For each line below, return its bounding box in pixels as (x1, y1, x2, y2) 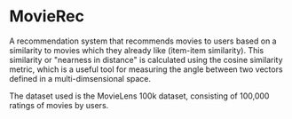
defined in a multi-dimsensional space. (9, 73, 152, 83)
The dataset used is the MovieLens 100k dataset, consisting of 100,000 (9, 91, 270, 101)
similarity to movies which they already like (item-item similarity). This (9, 44, 264, 55)
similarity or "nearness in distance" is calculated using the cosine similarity (9, 54, 283, 65)
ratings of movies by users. (9, 99, 109, 110)
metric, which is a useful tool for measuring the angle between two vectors (9, 64, 283, 75)
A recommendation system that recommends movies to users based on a (9, 36, 277, 46)
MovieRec (9, 6, 85, 27)
